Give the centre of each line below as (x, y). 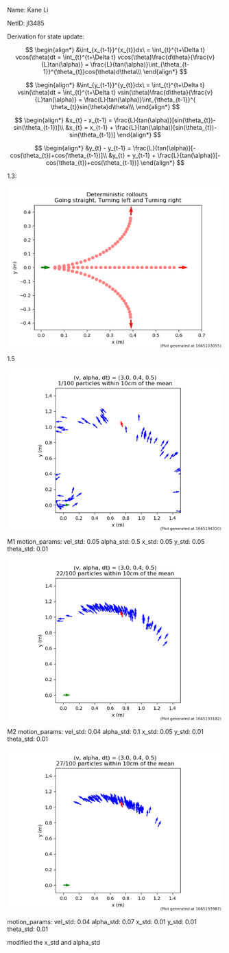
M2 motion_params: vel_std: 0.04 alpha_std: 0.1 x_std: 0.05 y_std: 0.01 (105, 732)
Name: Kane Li (28, 10)
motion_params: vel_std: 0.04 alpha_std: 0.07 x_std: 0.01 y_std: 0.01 (102, 922)
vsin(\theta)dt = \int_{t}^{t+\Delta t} (67, 92)
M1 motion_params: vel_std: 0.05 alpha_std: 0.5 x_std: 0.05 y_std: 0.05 (106, 541)
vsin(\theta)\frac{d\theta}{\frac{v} (166, 92)
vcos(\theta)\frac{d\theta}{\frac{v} (166, 57)
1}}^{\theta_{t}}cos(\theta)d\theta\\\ (93, 72)
